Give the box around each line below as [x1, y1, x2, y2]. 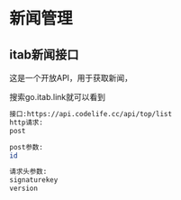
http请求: [9, 118, 43, 127]
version [9, 184, 39, 194]
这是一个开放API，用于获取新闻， [9, 73, 133, 83]
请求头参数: [9, 168, 48, 177]
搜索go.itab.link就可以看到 [9, 92, 106, 102]
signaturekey [9, 176, 59, 185]
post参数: [9, 142, 43, 151]
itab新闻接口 [9, 47, 79, 62]
